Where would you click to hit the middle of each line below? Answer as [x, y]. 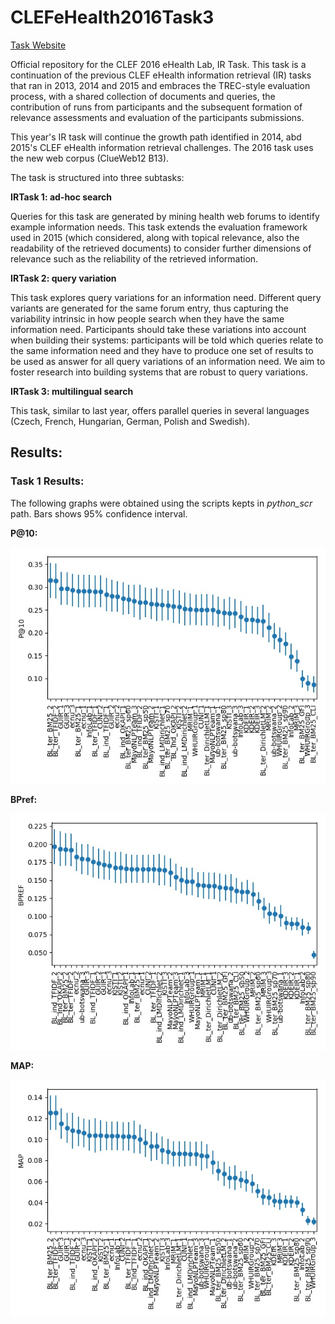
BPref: [24, 799]
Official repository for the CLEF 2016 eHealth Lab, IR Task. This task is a [158, 64]
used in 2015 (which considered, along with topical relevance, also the [155, 237]
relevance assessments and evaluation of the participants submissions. [157, 117]
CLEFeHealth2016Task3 [112, 17]
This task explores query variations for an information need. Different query [166, 297]
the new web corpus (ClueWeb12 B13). [90, 158]
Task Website [38, 45]
